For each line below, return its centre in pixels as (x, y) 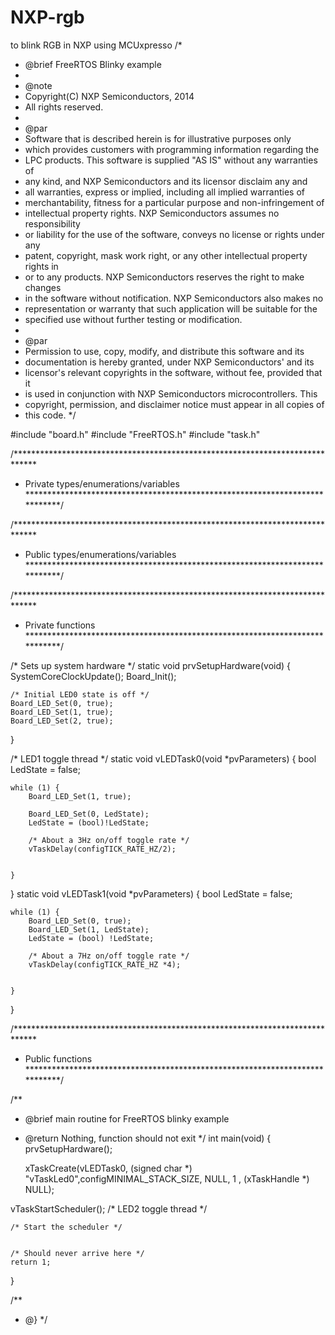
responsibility (52, 223)
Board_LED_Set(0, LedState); (89, 814)
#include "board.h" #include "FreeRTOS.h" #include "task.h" (135, 434)
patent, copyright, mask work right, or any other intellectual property (166, 255)
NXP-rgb (47, 17)
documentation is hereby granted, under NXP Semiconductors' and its (169, 362)
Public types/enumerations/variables (100, 554)
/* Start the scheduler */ (66, 1227)
